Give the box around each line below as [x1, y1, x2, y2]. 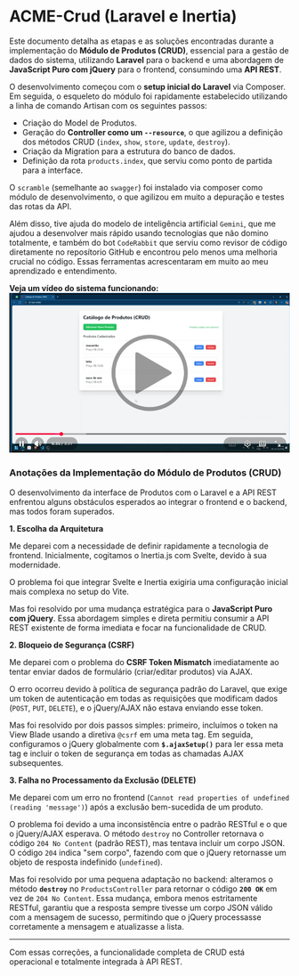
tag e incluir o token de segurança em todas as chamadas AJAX [9, 748, 245, 759]
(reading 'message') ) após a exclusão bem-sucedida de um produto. [9, 801, 263, 812]
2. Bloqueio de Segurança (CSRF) [9, 639, 135, 650]
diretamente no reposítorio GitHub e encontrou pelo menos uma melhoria [9, 247, 278, 257]
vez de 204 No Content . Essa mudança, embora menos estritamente [9, 892, 258, 903]
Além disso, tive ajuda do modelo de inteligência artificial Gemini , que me [9, 218, 276, 229]
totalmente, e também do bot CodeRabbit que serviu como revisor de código [9, 237, 287, 248]
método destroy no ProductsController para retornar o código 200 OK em [9, 883, 278, 894]
